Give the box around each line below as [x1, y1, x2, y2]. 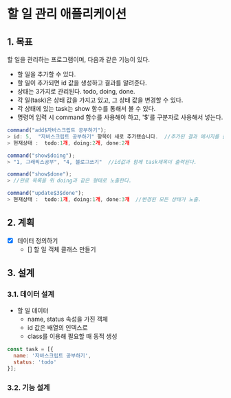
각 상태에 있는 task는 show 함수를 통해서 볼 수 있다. [16, 105, 156, 112]
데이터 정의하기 [16, 236, 58, 244]
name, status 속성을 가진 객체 [27, 315, 109, 324]
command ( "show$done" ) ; [7, 171, 72, 178]
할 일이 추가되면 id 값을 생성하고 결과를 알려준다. [16, 78, 147, 87]
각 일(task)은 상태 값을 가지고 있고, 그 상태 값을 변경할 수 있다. [16, 96, 184, 104]
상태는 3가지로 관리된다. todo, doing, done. [16, 87, 135, 95]
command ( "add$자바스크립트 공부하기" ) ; [7, 127, 107, 134]
